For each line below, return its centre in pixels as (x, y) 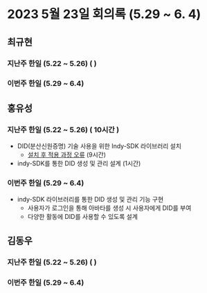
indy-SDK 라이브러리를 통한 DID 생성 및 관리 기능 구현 (90, 199)
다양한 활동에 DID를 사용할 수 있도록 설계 (83, 217)
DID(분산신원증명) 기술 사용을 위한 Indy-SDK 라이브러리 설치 (99, 146)
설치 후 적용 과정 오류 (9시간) (66, 155)
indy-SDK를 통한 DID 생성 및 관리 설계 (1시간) (79, 163)
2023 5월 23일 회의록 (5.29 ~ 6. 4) (104, 14)
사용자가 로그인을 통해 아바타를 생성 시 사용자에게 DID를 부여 (109, 208)
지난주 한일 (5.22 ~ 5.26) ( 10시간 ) (63, 130)
